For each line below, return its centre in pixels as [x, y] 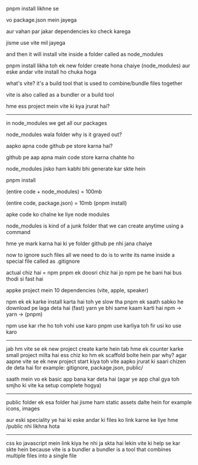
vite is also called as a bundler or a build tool [60, 95]
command [18, 232]
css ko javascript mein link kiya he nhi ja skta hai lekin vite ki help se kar [93, 443]
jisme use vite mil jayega [36, 43]
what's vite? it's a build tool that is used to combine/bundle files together [94, 83]
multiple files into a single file [42, 456]
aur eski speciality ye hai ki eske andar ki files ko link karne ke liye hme [92, 420]
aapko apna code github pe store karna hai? [60, 146]
